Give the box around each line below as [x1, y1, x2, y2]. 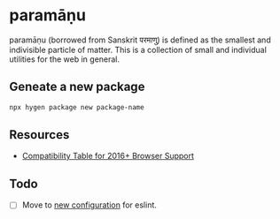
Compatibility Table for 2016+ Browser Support [21, 151, 195, 162]
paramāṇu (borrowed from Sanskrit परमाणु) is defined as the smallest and [9, 34, 272, 45]
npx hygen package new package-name [9, 102, 144, 111]
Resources [9, 127, 70, 142]
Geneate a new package [9, 79, 145, 94]
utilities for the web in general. [9, 54, 121, 64]
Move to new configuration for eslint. [21, 200, 158, 210]
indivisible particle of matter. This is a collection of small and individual [9, 44, 268, 55]
